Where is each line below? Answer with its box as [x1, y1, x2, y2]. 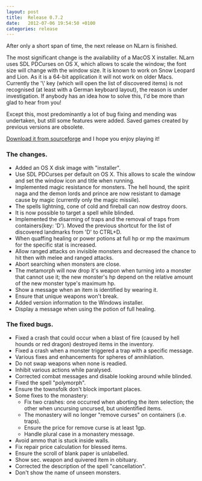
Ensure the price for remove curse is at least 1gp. [24, 424, 146, 431]
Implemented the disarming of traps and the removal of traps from [14, 215, 180, 222]
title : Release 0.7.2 [6, 15, 63, 21]
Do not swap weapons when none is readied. [14, 360, 128, 367]
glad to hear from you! [6, 99, 62, 106]
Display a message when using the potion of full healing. [14, 305, 156, 312]
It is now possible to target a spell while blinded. [14, 209, 134, 216]
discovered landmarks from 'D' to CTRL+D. [14, 228, 122, 236]
